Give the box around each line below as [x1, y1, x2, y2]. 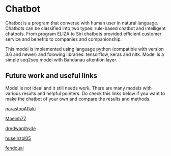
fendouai [5, 145, 24, 151]
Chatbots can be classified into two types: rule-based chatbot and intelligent [5, 25, 166, 31]
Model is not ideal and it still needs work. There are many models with [5, 85, 152, 91]
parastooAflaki [5, 105, 36, 112]
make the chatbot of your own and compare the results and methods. [5, 96, 151, 102]
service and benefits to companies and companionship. [5, 36, 122, 42]
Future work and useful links [5, 72, 98, 80]
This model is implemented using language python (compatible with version [5, 46, 164, 52]
